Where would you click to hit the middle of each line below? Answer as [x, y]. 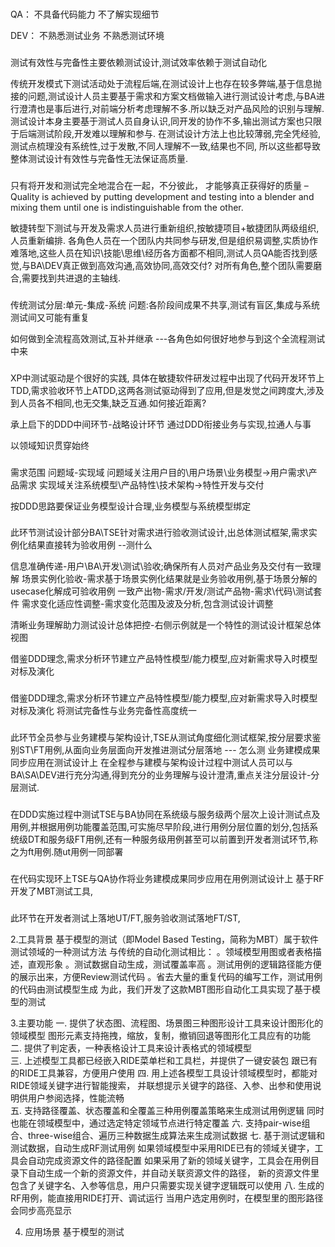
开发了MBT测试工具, [52, 891]
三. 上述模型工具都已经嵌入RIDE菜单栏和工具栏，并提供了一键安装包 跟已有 [164, 1061]
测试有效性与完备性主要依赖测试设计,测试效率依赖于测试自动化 [139, 62]
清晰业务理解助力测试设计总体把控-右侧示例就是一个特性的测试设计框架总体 [166, 625]
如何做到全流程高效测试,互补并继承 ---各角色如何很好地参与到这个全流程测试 [168, 338]
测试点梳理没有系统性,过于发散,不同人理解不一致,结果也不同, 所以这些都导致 [166, 146]
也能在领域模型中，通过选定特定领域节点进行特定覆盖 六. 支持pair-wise [156, 1123]
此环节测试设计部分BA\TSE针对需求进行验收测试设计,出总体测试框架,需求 [159, 533]
